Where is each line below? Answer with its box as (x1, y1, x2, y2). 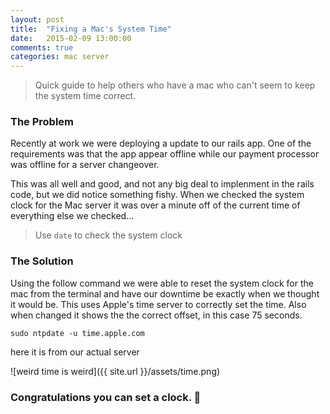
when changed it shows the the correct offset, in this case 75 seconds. (10, 309, 303, 321)
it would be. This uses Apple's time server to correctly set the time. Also (10, 298, 307, 310)
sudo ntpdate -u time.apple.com (10, 328, 145, 338)
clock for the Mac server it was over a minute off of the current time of (10, 199, 301, 211)
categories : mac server (10, 52, 110, 62)
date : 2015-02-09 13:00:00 (10, 33, 132, 43)
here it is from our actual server (10, 346, 140, 358)
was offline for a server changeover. (10, 159, 160, 171)
